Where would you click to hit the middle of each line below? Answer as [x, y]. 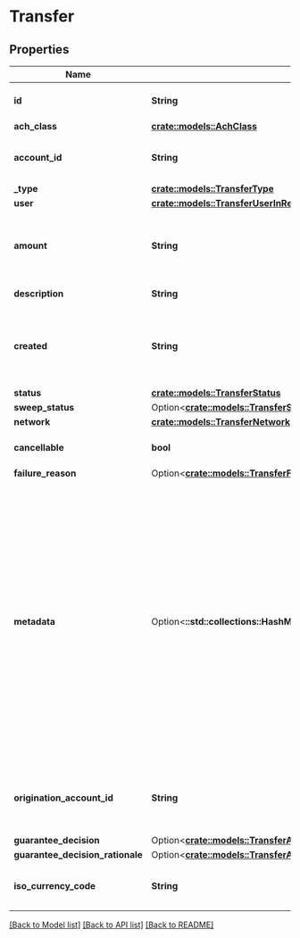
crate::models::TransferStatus [216, 393]
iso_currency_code [55, 886]
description [39, 294]
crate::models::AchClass [204, 126]
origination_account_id [64, 798]
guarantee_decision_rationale [78, 855]
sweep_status [44, 407]
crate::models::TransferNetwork [221, 422]
